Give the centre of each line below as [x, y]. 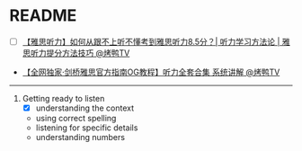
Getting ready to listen [63, 98]
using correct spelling [76, 119]
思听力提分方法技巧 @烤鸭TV [76, 53]
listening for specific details [87, 128]
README [43, 16]
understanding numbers [80, 138]
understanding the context [85, 108]
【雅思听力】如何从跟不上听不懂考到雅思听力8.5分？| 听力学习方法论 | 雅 [156, 41]
